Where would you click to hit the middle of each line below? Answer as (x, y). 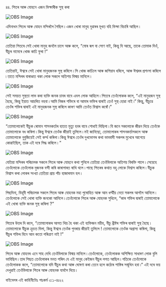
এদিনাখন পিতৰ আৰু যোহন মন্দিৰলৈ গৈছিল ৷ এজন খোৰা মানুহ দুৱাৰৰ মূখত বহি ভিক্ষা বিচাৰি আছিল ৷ (73, 26)
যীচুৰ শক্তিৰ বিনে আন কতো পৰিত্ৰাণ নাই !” (34, 234)
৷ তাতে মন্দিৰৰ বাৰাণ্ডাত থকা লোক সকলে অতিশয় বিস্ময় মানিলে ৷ (49, 76)
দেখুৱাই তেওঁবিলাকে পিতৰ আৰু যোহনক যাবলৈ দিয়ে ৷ (41, 270)
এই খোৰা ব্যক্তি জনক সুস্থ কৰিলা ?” (30, 204)
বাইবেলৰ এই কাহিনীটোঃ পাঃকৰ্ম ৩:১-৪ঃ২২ (35, 280)
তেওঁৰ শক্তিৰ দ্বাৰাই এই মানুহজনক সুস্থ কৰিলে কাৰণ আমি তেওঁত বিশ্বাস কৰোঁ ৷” (59, 107)
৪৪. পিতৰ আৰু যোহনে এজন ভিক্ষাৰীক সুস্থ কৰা (38, 7)
